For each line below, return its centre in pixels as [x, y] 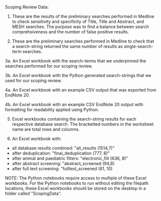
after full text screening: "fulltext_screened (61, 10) [62, 169]
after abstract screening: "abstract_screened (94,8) [63, 163]
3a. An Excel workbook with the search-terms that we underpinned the [76, 61]
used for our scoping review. [33, 80]
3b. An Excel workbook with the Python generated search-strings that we [78, 75]
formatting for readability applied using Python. [52, 109]
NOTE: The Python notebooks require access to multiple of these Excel [76, 178]
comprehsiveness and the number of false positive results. [70, 32]
